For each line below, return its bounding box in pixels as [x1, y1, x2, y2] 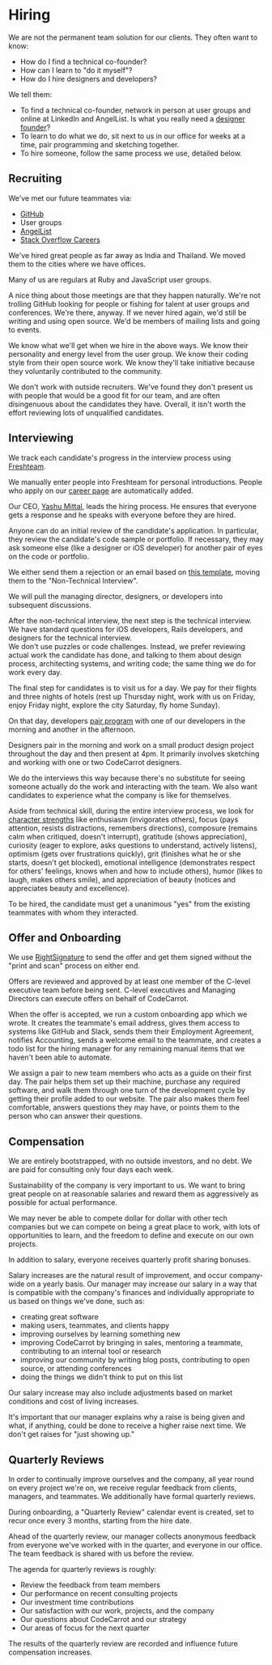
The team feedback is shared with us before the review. [8, 1548, 194, 1558]
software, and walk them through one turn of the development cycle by [8, 1085, 245, 1095]
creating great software [19, 1312, 99, 1322]
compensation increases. [8, 1647, 93, 1657]
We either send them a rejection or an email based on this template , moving [8, 567, 261, 576]
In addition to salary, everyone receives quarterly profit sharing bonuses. [8, 1255, 251, 1264]
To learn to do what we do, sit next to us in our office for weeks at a [19, 131, 245, 141]
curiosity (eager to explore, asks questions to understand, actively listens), [8, 840, 257, 850]
